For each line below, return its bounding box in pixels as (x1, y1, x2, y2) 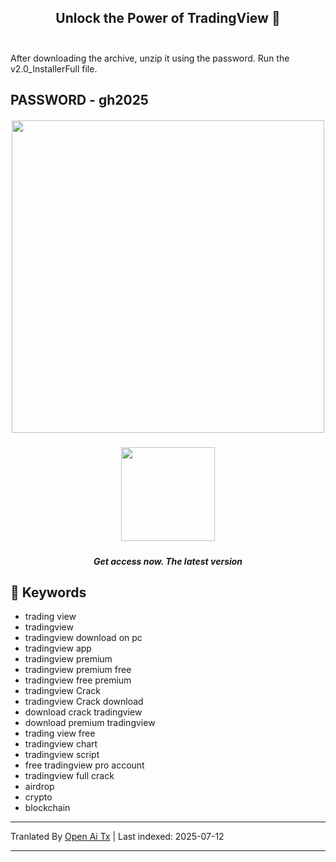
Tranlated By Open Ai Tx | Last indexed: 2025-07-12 (10, 831, 225, 843)
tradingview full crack (24, 770, 115, 782)
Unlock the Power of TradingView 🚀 (55, 10, 281, 27)
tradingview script (24, 749, 100, 761)
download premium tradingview (24, 717, 156, 729)
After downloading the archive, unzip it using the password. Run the (10, 52, 290, 64)
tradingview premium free (24, 664, 132, 676)
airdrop (24, 781, 55, 793)
